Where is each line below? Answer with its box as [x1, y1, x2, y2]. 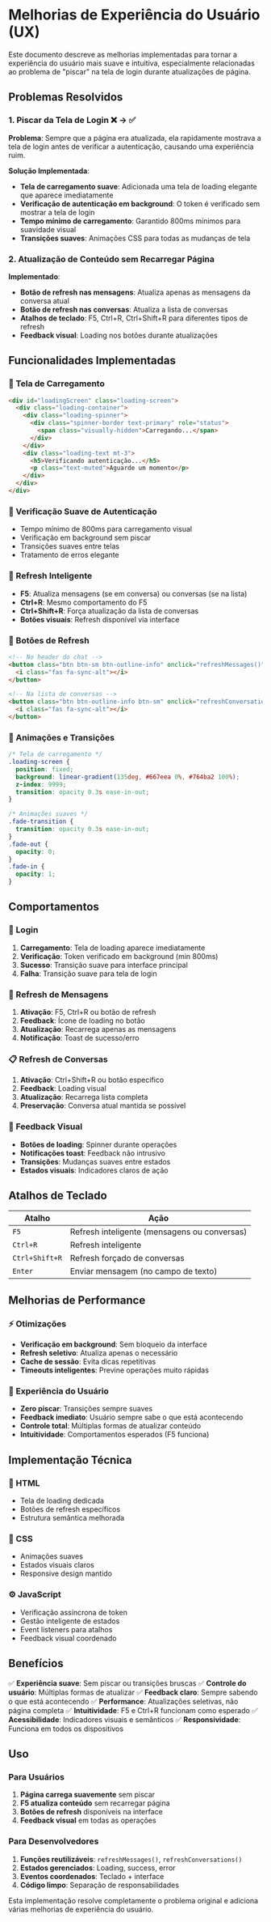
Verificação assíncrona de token [19, 1607, 127, 1617]
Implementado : [8, 271, 60, 281]
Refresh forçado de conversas [69, 1253, 185, 1264]
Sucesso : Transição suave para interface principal [19, 960, 188, 969]
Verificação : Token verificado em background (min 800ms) [19, 951, 219, 961]
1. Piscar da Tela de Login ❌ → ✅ [8, 115, 136, 126]
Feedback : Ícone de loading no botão [19, 1016, 145, 1025]
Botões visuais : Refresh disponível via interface [19, 614, 180, 624]
